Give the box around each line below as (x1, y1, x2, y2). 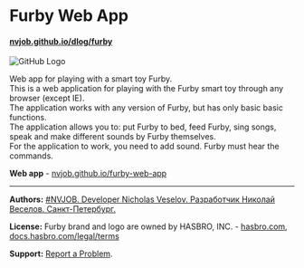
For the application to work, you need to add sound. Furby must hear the (9, 141, 280, 152)
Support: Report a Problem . (9, 248, 113, 259)
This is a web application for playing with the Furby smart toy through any (9, 83, 284, 94)
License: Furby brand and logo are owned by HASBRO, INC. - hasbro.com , (9, 221, 288, 232)
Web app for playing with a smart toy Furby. (9, 73, 173, 84)
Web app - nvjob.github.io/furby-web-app (9, 168, 167, 179)
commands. (9, 150, 54, 161)
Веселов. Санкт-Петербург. (9, 204, 116, 215)
